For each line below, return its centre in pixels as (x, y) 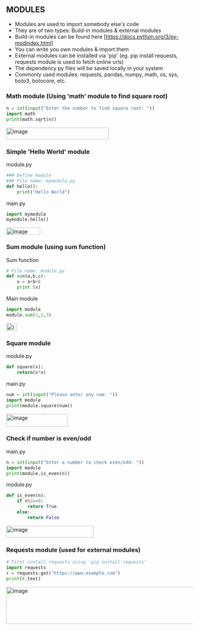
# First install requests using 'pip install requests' (76, 562)
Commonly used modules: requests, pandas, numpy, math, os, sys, (97, 74)
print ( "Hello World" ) (43, 192)
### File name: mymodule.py (41, 181)
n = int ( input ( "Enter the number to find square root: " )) (81, 108)
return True (42, 507)
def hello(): (22, 186)
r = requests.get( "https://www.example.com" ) (63, 573)
